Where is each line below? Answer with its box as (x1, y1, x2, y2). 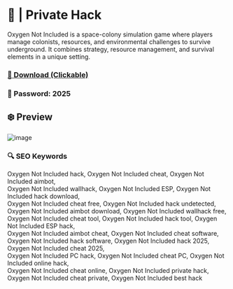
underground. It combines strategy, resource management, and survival (7, 45, 215, 53)
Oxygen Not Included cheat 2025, (7, 244, 105, 252)
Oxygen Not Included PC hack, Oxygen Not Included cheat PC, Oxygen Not (7, 251, 225, 260)
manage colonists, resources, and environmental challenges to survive (7, 37, 211, 45)
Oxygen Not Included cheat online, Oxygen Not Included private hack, (7, 266, 209, 274)
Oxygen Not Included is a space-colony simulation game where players (7, 30, 213, 38)
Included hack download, (7, 192, 80, 200)
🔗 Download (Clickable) (7, 70, 89, 80)
